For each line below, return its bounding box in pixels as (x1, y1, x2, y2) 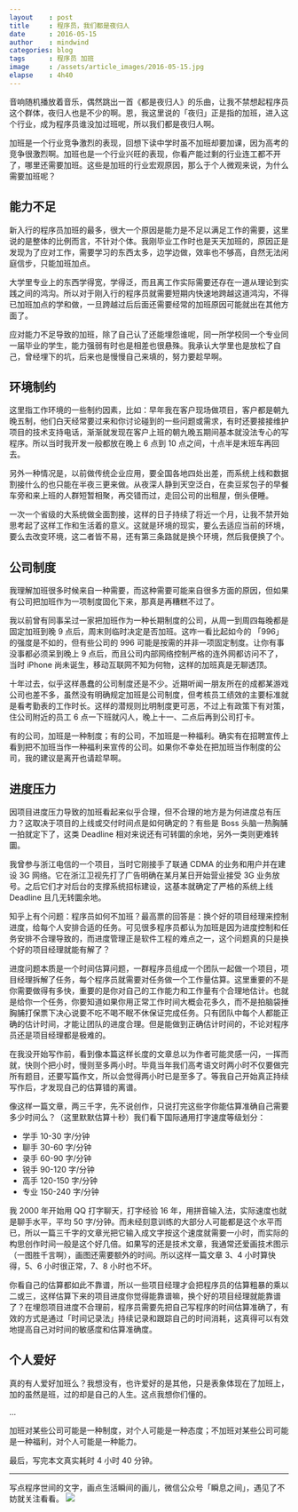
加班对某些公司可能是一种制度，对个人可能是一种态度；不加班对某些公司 (9, 1425, 273, 1436)
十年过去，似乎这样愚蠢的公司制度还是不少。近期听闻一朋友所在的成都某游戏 (9, 679, 289, 689)
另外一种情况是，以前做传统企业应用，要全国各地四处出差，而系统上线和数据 (9, 468, 289, 479)
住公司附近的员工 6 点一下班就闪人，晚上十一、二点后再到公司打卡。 (9, 712, 260, 722)
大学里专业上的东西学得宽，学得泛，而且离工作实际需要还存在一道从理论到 (9, 276, 281, 287)
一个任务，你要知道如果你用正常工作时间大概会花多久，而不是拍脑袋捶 (32, 997, 289, 1007)
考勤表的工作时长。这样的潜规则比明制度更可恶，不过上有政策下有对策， (24, 701, 289, 712)
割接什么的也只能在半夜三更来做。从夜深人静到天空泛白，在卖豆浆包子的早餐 (9, 479, 289, 489)
